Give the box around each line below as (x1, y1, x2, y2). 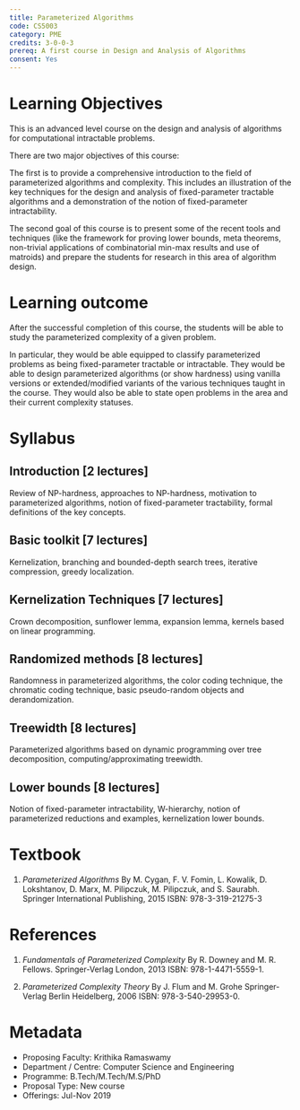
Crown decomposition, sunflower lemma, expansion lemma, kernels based (9, 616, 285, 626)
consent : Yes (9, 55, 58, 64)
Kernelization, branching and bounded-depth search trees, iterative (9, 556, 258, 567)
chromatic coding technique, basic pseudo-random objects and (9, 685, 244, 695)
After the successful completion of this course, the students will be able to (9, 322, 284, 333)
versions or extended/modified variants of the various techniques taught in (9, 378, 286, 389)
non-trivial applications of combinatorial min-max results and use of (9, 241, 260, 252)
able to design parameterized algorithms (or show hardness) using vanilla (9, 368, 280, 379)
